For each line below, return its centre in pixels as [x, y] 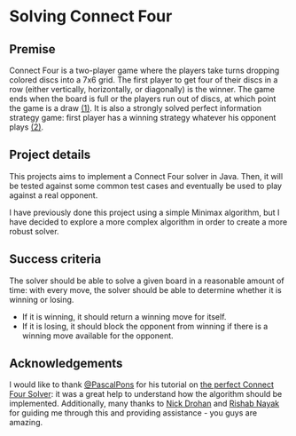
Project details [50, 155]
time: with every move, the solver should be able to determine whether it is [145, 289]
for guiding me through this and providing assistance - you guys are [133, 413]
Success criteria [55, 259]
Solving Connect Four [91, 16]
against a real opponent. [54, 195]
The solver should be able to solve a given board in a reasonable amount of [147, 281]
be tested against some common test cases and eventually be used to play [145, 186]
